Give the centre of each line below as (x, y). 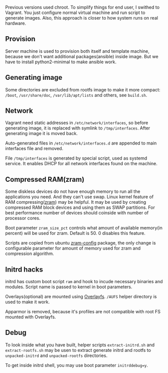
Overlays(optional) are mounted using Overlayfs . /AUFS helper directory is (81, 297)
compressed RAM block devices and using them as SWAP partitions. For (80, 207)
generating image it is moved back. (41, 134)
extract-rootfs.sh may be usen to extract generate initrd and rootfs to (78, 350)
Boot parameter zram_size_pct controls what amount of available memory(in (84, 228)
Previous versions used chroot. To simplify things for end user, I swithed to (82, 7)
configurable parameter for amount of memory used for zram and (73, 248)
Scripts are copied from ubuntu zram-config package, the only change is (81, 243)
